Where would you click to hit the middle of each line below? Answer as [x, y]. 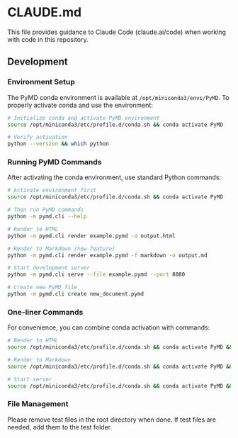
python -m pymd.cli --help [47, 217]
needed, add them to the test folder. [60, 427]
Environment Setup [41, 82]
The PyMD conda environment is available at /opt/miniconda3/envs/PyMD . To [118, 97]
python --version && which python [58, 144]
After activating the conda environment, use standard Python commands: [114, 177]
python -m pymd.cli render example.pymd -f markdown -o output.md [107, 255]
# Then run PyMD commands [45, 210]
